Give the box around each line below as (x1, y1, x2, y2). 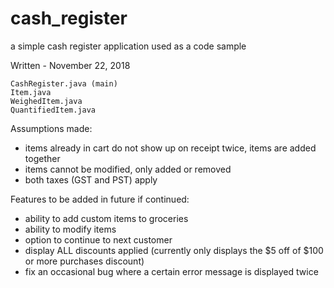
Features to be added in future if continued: (10, 193, 190, 205)
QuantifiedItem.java (10, 105, 97, 115)
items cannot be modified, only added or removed (24, 163, 232, 175)
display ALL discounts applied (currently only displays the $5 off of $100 (24, 244, 324, 256)
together (24, 152, 61, 164)
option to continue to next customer (24, 233, 173, 246)
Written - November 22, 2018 (10, 59, 131, 71)
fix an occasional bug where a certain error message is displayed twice (24, 265, 319, 277)
